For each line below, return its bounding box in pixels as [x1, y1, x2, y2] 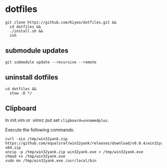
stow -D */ [9, 90, 32, 95]
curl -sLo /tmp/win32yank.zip [5, 137, 68, 142]
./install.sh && [9, 28, 43, 33]
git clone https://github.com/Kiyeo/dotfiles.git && [5, 20, 117, 25]
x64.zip [5, 145, 21, 150]
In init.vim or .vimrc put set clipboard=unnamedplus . [5, 117, 109, 123]
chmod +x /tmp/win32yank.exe [5, 154, 66, 159]
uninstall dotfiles [5, 73, 59, 82]
